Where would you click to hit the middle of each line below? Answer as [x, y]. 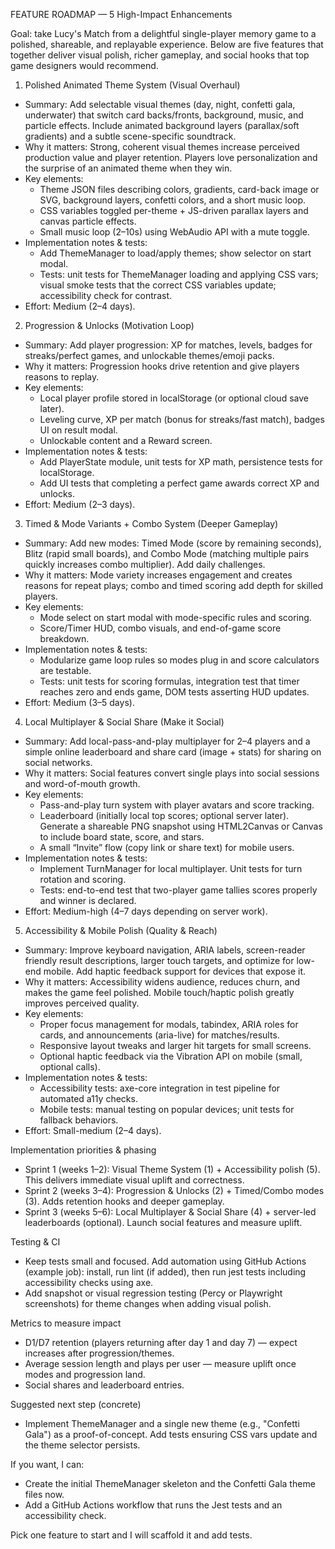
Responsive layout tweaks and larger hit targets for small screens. [175, 1045]
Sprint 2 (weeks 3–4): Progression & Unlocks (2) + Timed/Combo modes [174, 1190]
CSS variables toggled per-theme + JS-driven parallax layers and [174, 210]
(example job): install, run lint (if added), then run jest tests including [165, 1272]
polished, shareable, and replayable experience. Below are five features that [167, 44]
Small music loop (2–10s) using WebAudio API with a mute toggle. [174, 232]
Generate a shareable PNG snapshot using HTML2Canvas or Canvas [181, 826]
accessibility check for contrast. [105, 295]
